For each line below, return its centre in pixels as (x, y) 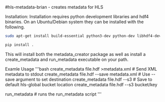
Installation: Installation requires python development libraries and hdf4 (77, 16)
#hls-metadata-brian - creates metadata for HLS (54, 7)
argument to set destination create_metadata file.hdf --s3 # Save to (84, 79)
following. (15, 27)
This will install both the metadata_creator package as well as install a (75, 54)
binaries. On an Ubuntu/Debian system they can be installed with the (74, 22)
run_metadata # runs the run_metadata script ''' (53, 94)
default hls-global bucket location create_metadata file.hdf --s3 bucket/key (81, 84)
